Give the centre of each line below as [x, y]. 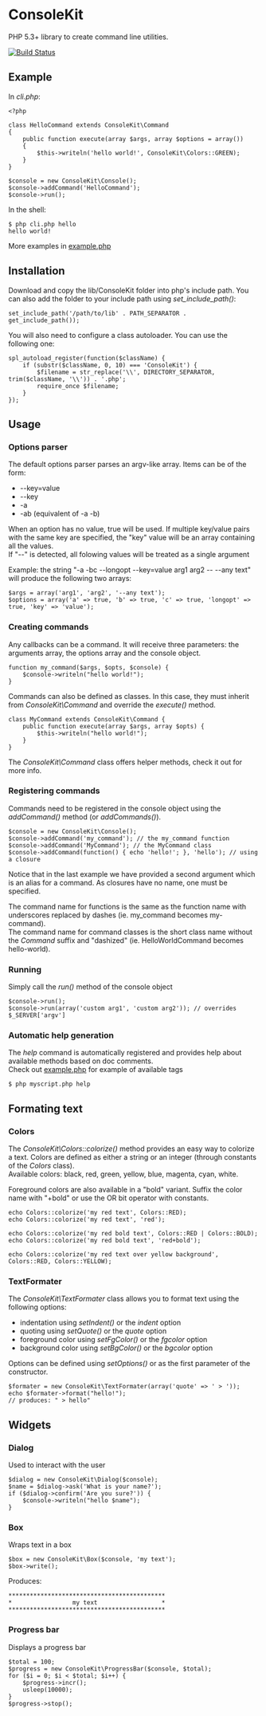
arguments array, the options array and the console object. [105, 653]
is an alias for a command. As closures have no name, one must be [118, 882]
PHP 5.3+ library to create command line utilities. [88, 37]
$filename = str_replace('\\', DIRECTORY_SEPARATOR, [126, 372]
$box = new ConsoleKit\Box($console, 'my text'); [92, 1560]
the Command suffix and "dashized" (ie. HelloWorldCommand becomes [126, 940]
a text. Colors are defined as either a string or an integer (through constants [133, 1157]
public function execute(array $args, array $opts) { [113, 726]
